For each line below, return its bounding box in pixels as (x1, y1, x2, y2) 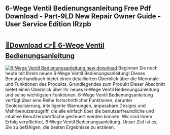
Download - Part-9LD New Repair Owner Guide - (5, 12, 161, 21)
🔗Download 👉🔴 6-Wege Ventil (5, 41, 105, 50)
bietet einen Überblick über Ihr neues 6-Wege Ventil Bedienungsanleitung (5, 86, 159, 92)
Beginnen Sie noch (118, 65, 158, 71)
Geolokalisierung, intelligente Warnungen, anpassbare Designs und (5, 103, 146, 109)
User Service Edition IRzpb (5, 20, 91, 28)
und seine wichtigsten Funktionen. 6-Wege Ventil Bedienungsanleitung (5, 92, 153, 98)
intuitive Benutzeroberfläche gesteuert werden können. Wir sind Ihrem (5, 114, 152, 119)
